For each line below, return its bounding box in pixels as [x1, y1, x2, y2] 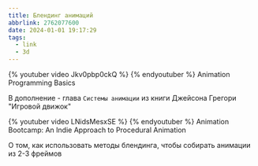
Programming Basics [8, 78, 76, 87]
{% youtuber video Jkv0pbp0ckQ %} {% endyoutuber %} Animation [8, 70, 230, 79]
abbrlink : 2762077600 [8, 19, 80, 27]
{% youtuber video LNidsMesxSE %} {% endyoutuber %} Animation [8, 117, 230, 126]
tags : [8, 33, 26, 42]
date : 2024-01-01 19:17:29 [8, 26, 97, 34]
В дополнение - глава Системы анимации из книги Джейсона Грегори [8, 94, 237, 102]
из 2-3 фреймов [8, 149, 62, 158]
